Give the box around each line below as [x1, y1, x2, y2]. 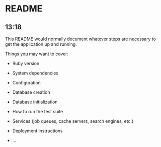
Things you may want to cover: [5, 51, 69, 57]
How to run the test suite [12, 109, 63, 114]
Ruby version [12, 61, 40, 66]
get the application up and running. [5, 41, 77, 47]
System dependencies [12, 70, 59, 76]
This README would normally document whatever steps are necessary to [5, 36, 156, 42]
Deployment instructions [12, 128, 63, 134]
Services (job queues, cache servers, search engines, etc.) [12, 118, 134, 124]
